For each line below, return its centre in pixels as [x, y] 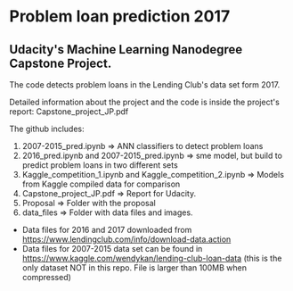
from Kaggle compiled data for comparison [101, 184]
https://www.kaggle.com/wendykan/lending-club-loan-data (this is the [152, 258]
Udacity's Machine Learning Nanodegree [126, 50]
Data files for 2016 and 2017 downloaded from [107, 230]
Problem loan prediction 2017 [120, 17]
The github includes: [47, 129]
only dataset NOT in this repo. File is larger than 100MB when [134, 268]
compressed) [46, 277]
